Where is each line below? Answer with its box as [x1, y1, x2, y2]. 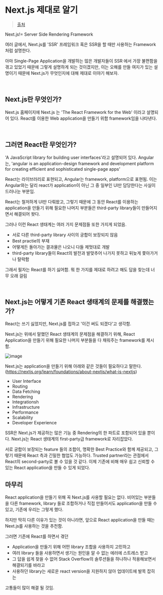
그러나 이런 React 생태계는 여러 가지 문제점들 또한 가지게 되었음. [5, 221, 127, 227]
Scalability [12, 415, 33, 420]
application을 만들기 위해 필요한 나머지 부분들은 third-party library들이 [5, 205, 141, 211]
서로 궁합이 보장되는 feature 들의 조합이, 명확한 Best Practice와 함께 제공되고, [5, 446, 154, 452]
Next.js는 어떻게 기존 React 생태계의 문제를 [5, 298, 129, 306]
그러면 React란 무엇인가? [5, 140, 77, 149]
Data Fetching [12, 389, 40, 395]
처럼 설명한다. [5, 47, 32, 53]
